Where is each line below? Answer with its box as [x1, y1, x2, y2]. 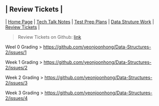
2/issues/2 [5, 64, 28, 70]
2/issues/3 [5, 79, 28, 86]
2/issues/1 [5, 49, 27, 55]
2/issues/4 [5, 95, 28, 101]
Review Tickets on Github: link [17, 34, 82, 40]
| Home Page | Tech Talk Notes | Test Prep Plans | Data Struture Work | [5, 18, 154, 24]
